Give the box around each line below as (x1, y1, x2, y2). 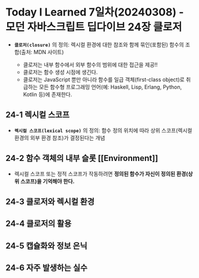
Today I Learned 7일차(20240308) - (5, 5, 184, 19)
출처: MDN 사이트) (21, 48, 64, 55)
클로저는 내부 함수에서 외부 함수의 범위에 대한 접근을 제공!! (23, 61, 158, 68)
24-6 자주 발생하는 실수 (5, 263, 88, 273)
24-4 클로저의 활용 (5, 219, 72, 229)
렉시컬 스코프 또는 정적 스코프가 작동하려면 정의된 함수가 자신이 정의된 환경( (14, 170, 188, 177)
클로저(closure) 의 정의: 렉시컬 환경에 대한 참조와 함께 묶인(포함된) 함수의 (14, 41, 184, 48)
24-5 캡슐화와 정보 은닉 (5, 241, 87, 251)
